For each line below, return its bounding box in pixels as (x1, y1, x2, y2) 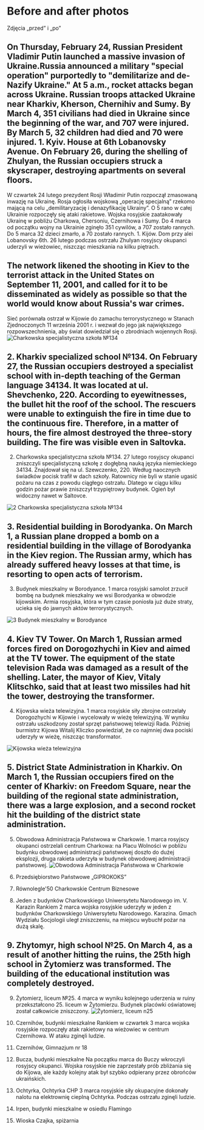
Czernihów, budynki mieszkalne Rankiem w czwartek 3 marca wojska (15, 1019, 190, 1026)
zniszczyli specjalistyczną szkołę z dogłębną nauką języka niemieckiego (15, 460, 197, 467)
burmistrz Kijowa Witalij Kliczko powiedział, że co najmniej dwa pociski (15, 727, 193, 733)
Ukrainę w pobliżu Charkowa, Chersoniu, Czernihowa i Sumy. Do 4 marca (7, 217, 191, 224)
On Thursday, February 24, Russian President (7, 42, 183, 52)
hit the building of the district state (7, 810, 141, 820)
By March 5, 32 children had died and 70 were (7, 128, 184, 138)
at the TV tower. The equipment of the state (7, 653, 175, 664)
